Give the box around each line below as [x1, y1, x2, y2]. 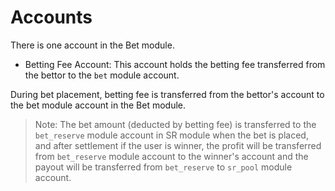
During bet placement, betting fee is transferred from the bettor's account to [10, 88, 325, 100]
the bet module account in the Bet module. [10, 99, 187, 111]
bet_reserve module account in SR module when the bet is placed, [34, 129, 309, 141]
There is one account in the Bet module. [10, 39, 175, 51]
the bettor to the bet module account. [24, 69, 180, 81]
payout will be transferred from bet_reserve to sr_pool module [34, 161, 293, 173]
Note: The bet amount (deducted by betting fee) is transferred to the [34, 118, 317, 130]
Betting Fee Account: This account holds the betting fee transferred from [24, 58, 326, 70]
